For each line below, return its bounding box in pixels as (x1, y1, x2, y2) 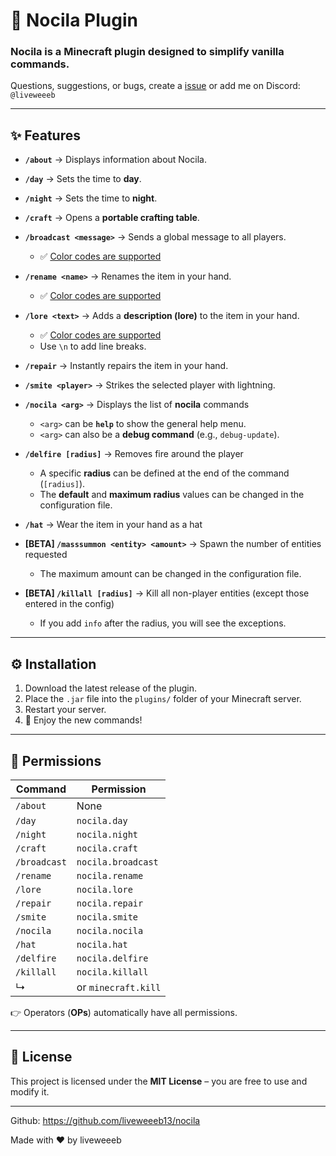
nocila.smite (76, 911, 139, 923)
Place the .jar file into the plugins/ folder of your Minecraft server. (24, 693, 302, 705)
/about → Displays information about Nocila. (24, 154, 207, 166)
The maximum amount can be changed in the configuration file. (39, 568, 302, 580)
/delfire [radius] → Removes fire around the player (24, 448, 244, 460)
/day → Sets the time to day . (24, 173, 142, 185)
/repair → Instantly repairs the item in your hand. (24, 360, 229, 372)
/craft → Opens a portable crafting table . (24, 212, 200, 224)
